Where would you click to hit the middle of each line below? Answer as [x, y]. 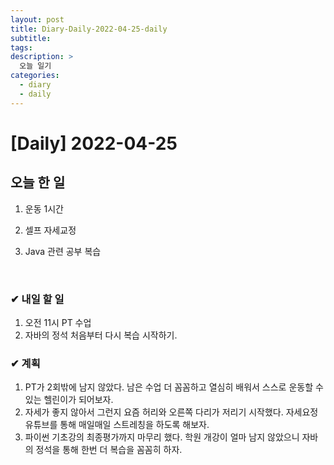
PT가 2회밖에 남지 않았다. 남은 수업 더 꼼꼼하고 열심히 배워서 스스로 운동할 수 [174, 387]
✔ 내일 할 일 [37, 299]
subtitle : [31, 38]
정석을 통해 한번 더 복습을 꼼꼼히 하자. [109, 450]
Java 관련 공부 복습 [63, 251]
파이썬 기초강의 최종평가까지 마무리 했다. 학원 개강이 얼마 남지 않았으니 [162, 437]
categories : [35, 76]
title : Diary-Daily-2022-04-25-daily [89, 29]
